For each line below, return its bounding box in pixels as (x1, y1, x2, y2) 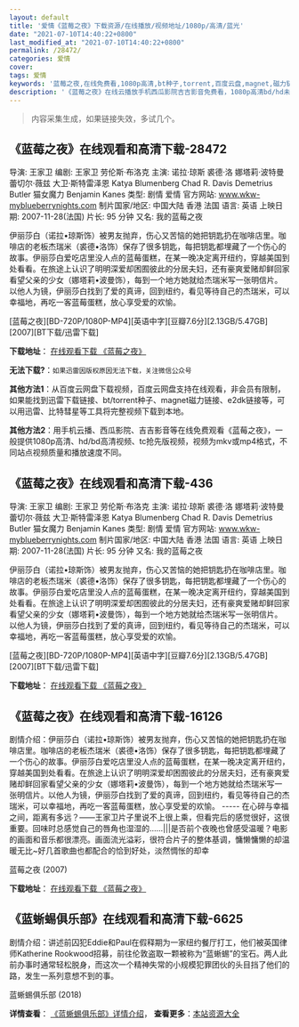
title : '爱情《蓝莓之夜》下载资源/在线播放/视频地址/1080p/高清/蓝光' (9, 21, 245, 30)
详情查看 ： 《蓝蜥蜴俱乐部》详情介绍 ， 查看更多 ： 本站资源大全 (9, 1007, 240, 1019)
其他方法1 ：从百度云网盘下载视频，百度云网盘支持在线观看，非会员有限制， (9, 384, 287, 394)
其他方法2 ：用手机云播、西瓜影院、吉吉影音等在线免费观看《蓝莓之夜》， (9, 425, 276, 436)
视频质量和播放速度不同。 (32, 447, 126, 458)
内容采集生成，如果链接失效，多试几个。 (30, 113, 180, 124)
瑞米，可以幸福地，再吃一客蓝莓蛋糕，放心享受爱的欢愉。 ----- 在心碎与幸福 (9, 800, 289, 811)
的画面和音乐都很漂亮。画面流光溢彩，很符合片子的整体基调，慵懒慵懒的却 (9, 834, 282, 845)
